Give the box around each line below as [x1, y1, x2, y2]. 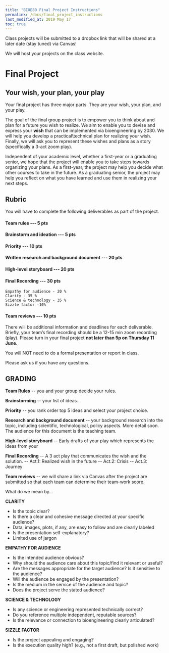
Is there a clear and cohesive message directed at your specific [12, 514, 145, 520]
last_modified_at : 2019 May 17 [5, 17, 71, 22]
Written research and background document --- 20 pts [5, 255, 123, 261]
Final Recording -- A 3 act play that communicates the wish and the [5, 453, 147, 459]
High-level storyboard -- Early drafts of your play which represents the [5, 438, 154, 444]
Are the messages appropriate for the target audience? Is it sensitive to [12, 566, 160, 572]
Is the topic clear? [12, 508, 50, 515]
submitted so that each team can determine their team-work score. [5, 479, 145, 485]
